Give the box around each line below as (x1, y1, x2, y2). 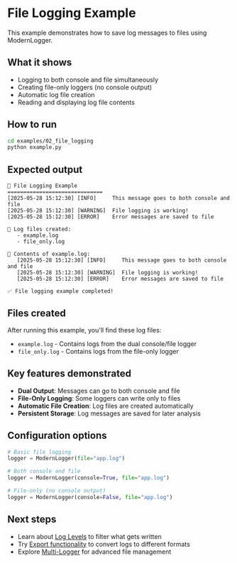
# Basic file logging (7, 448, 72, 455)
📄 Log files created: (7, 225, 72, 233)
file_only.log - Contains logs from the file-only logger (17, 347, 179, 355)
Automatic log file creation (17, 90, 95, 99)
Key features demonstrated (7, 367, 131, 380)
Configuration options (7, 430, 108, 442)
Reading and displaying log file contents (17, 98, 135, 106)
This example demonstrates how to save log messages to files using (7, 28, 207, 37)
